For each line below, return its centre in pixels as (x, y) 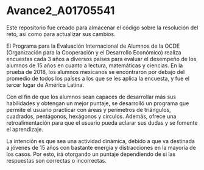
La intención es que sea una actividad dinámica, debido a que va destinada (100, 141)
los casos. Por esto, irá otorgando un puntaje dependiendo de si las (91, 154)
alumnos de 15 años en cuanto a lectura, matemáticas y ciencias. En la (95, 65)
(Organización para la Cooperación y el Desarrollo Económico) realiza (94, 52)
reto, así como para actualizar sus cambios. (61, 34)
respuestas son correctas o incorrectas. (56, 160)
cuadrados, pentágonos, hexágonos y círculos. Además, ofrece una (91, 116)
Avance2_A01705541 (61, 11)
